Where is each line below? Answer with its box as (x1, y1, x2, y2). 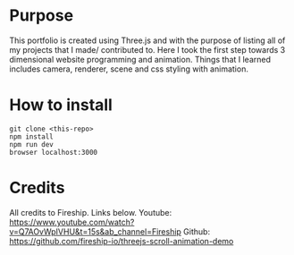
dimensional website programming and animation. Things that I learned (9, 54, 271, 64)
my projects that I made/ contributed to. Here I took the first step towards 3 (9, 44, 286, 55)
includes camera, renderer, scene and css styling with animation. (9, 64, 248, 74)
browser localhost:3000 (9, 148, 98, 157)
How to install (9, 95, 113, 115)
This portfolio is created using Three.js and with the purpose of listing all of (9, 35, 286, 46)
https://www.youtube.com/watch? (9, 217, 135, 227)
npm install (9, 132, 54, 141)
